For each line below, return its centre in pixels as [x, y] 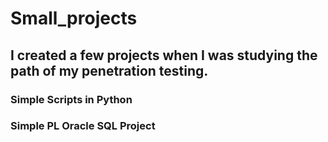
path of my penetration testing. [109, 70]
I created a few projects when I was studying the [164, 55]
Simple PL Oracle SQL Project [83, 126]
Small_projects [74, 18]
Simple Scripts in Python [71, 99]
